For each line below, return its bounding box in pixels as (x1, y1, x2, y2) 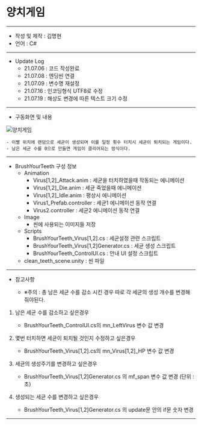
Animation (23, 169, 49, 177)
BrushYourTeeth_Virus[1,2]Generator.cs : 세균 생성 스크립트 (32, 242, 176, 249)
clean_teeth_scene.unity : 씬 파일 (23, 257, 105, 264)
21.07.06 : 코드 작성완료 (23, 65, 80, 72)
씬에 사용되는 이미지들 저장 (32, 221, 96, 228)
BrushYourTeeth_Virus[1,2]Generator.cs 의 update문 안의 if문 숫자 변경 (23, 406, 194, 413)
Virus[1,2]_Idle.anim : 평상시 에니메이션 (32, 191, 127, 199)
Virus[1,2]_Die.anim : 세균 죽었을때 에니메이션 (32, 184, 142, 191)
